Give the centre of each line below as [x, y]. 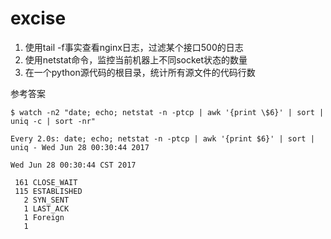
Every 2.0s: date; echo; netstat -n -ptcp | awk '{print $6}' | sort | [162, 138]
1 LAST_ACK [46, 208]
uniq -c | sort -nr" [53, 121]
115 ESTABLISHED [48, 191]
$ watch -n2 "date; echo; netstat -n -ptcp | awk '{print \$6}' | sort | [167, 112]
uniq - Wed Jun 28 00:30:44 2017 [80, 147]
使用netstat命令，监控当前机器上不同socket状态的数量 [136, 59]
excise [38, 18]
